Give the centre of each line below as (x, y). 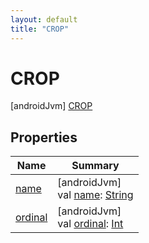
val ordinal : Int (90, 224)
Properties (44, 137)
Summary (95, 166)
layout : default (44, 19)
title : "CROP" (40, 29)
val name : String (95, 195)
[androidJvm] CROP (51, 106)
